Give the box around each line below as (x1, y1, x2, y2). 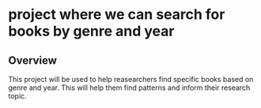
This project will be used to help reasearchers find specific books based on (8, 75, 254, 84)
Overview (8, 54, 58, 67)
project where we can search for (8, 6, 225, 24)
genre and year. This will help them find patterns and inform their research (8, 83, 251, 92)
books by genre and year (8, 22, 175, 40)
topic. (8, 91, 27, 100)
